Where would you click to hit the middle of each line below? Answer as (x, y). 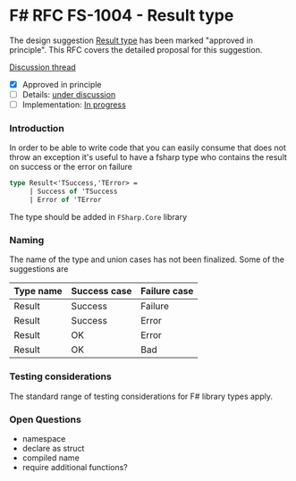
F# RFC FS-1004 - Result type (122, 16)
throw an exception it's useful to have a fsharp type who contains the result (148, 157)
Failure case (167, 291)
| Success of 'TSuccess (73, 192)
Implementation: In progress (74, 105)
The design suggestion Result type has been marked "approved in (131, 40)
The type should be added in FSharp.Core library (98, 217)
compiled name (51, 458)
